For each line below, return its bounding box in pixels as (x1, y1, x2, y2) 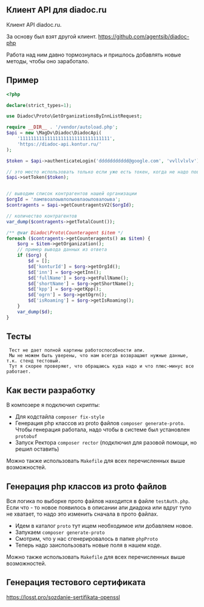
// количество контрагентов (6, 213, 78, 219)
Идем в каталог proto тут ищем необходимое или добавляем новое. (15, 522, 193, 530)
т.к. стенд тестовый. (6, 358, 61, 364)
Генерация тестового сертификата (6, 577, 146, 588)
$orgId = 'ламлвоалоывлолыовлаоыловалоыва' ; (6, 196, 121, 203)
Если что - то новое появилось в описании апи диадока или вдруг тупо (6, 504, 192, 512)
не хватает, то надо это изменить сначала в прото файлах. (6, 510, 159, 518)
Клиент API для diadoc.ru (6, 5, 107, 15)
